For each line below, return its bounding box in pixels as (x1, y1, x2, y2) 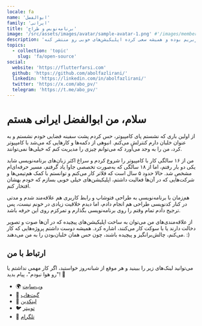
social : (7, 59, 26, 65)
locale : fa (7, 8, 34, 15)
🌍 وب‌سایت (15, 282, 43, 289)
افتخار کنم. (7, 182, 31, 189)
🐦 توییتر (15, 304, 35, 312)
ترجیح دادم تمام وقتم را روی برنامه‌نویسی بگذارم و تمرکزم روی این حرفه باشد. (7, 206, 181, 213)
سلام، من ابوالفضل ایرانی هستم (7, 113, 147, 126)
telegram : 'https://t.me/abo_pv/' (12, 87, 98, 93)
